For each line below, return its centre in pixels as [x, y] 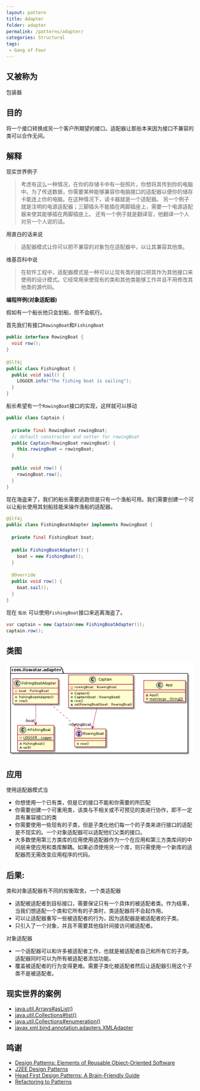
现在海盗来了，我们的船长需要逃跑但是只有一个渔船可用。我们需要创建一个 [97, 499]
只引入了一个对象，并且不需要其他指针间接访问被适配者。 [85, 926]
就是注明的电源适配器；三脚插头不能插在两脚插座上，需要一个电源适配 [107, 207]
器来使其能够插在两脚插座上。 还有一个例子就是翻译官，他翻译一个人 [105, 214]
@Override [24, 575]
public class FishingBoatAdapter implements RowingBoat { [79, 525]
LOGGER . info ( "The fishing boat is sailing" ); [74, 381]
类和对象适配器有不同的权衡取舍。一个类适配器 [63, 890]
